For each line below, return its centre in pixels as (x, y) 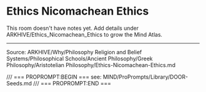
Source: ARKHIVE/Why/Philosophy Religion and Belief (74, 52)
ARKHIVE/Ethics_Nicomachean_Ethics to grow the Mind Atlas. (84, 34)
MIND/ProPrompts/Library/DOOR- (145, 77)
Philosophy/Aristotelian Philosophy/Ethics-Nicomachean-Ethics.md (91, 65)
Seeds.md (19, 83)
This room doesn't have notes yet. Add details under (73, 28)
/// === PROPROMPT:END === (72, 83)
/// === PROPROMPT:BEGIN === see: (54, 77)
